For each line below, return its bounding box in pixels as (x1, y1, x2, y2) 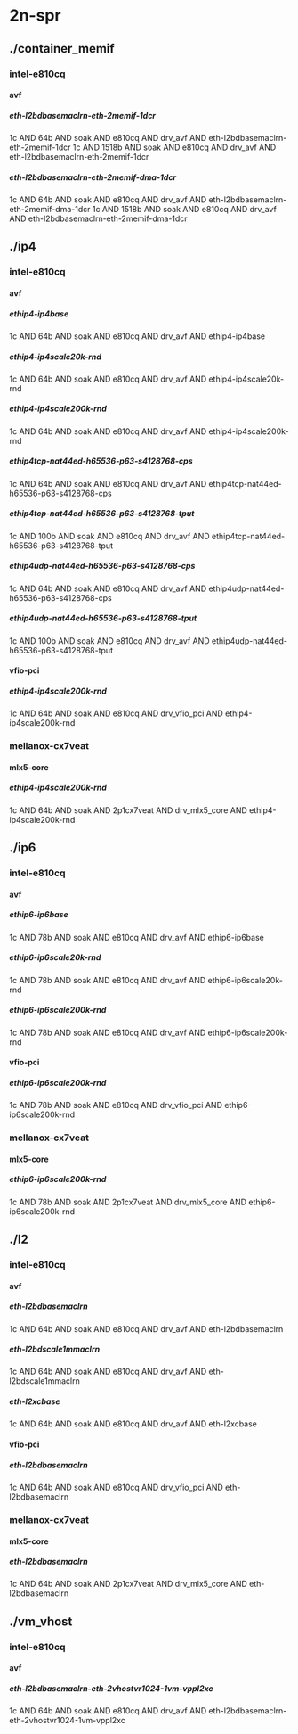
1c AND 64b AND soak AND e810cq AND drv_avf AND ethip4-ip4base (9, 331, 266, 341)
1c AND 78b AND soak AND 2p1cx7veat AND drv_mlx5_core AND (9, 1196, 247, 1207)
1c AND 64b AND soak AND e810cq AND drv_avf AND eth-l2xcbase (9, 1418, 258, 1429)
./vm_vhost (9, 1614, 73, 1629)
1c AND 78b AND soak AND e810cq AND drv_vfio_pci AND (9, 1100, 222, 1111)
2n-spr (9, 5, 61, 26)
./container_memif (9, 41, 115, 56)
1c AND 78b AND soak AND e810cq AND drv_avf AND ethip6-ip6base (9, 932, 264, 942)
